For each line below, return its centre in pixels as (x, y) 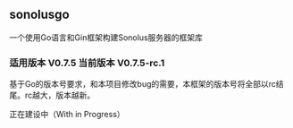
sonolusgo (39, 15)
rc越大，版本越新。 (60, 95)
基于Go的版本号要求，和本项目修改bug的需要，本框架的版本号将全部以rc (143, 84)
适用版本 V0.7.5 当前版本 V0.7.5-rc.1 (87, 63)
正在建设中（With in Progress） (67, 115)
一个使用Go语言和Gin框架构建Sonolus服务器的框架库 (106, 37)
